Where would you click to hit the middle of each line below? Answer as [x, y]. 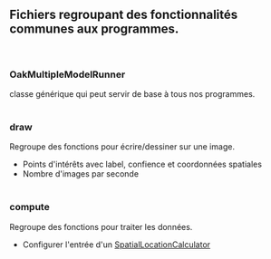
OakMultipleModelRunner [68, 74]
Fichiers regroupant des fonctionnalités [124, 15]
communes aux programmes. [94, 29]
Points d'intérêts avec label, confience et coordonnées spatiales [142, 164]
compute [29, 207]
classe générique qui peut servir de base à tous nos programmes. [132, 94]
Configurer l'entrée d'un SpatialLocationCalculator [116, 245]
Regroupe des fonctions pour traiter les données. [101, 226]
